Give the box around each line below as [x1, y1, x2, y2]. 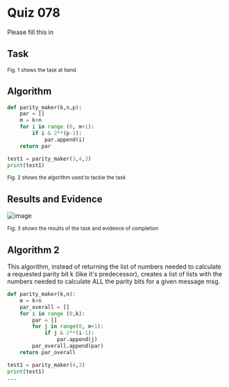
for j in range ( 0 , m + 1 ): [32, 323, 104, 330]
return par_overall [19, 349, 76, 356]
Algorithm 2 [7, 244, 60, 255]
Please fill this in [7, 28, 54, 36]
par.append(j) [56, 336, 98, 343]
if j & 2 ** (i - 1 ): [44, 329, 95, 337]
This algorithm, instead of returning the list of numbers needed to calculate [7, 262, 222, 271]
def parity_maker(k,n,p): [7, 104, 82, 111]
